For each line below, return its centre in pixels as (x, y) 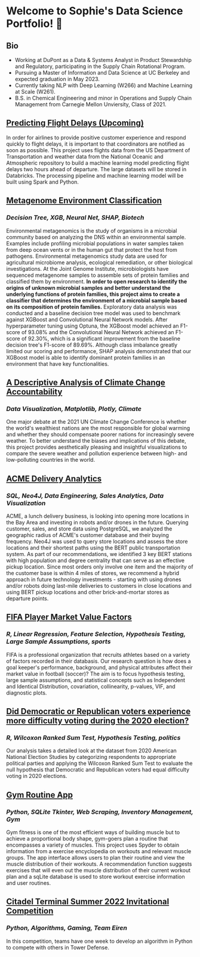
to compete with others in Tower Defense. (58, 947)
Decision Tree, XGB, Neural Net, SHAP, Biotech (75, 218)
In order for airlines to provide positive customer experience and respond (96, 137)
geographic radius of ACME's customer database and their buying (87, 535)
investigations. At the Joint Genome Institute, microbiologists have (87, 268)
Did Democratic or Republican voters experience (99, 711)
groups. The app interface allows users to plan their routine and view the (96, 857)
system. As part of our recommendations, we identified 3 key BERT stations (99, 554)
